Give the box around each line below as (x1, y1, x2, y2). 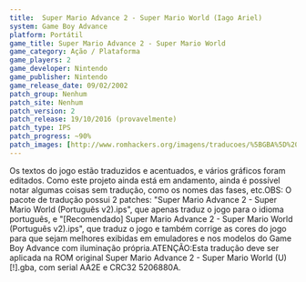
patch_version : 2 (9, 106, 76, 116)
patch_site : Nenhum (9, 97, 84, 107)
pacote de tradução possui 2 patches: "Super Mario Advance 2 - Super (9, 194, 278, 205)
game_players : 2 (9, 55, 71, 65)
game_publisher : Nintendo (9, 73, 107, 82)
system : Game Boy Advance (9, 22, 107, 31)
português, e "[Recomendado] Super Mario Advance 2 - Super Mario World (9, 213, 293, 224)
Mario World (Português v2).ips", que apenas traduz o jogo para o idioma (9, 204, 284, 215)
